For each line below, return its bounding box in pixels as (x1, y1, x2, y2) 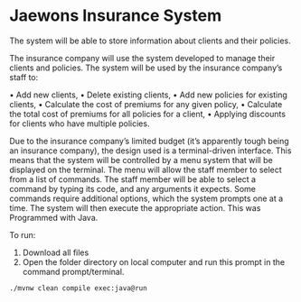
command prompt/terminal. (22, 266, 125, 277)
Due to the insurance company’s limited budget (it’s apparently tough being (9, 135, 289, 146)
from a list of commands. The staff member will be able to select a (9, 173, 256, 185)
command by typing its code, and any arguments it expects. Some (9, 183, 256, 194)
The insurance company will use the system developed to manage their (9, 52, 276, 63)
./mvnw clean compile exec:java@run (9, 283, 147, 293)
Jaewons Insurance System (9, 5, 222, 26)
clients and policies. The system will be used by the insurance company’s (9, 62, 283, 73)
